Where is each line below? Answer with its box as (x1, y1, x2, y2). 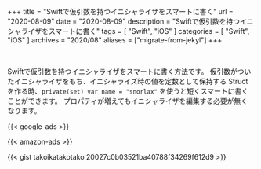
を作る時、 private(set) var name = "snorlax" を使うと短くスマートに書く (7, 86, 248, 96)
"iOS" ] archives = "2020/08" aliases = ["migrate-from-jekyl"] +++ (7, 35, 223, 45)
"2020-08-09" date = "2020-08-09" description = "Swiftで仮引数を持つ (7, 17, 241, 26)
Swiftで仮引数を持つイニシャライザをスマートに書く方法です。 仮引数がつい (7, 67, 252, 76)
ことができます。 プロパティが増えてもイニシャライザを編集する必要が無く (7, 97, 248, 105)
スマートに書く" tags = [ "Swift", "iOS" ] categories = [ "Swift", (48, 27, 250, 35)
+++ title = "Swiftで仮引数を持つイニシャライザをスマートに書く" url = (7, 7, 234, 16)
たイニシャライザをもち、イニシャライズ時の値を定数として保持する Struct (7, 77, 248, 86)
